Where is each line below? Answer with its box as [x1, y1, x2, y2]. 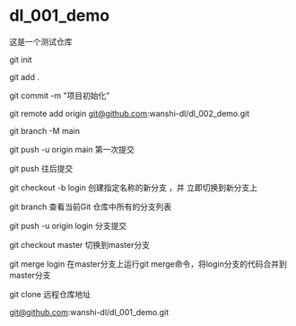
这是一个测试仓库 [9, 36, 73, 47]
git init [9, 54, 33, 65]
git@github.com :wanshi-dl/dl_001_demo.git [9, 306, 170, 317]
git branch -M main [9, 125, 81, 136]
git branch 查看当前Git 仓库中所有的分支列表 [9, 201, 172, 212]
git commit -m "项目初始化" [9, 90, 110, 101]
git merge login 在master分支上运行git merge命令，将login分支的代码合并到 [9, 258, 287, 269]
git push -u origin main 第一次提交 [9, 144, 135, 154]
